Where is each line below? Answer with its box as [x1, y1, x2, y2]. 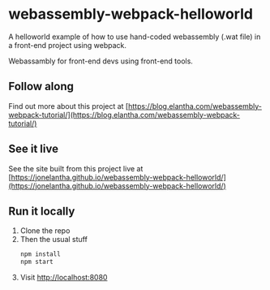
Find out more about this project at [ [8, 101, 129, 110]
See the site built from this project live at [8, 163, 144, 173]
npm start [19, 258, 54, 266]
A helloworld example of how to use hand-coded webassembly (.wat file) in [8, 32, 261, 41]
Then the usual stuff [19, 235, 88, 245]
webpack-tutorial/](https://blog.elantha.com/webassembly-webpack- [8, 110, 241, 119]
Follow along [8, 80, 75, 93]
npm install [19, 250, 61, 258]
